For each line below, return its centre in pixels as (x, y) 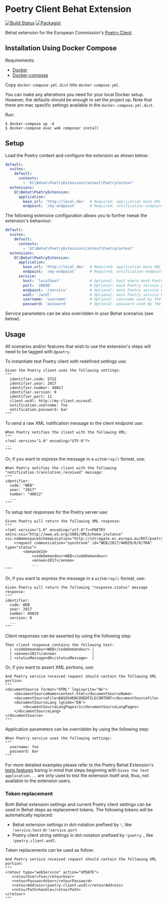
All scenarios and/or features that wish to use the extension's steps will (78, 346)
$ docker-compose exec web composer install (52, 128)
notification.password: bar (39, 409)
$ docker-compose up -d (30, 124)
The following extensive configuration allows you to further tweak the (76, 215)
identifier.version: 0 (33, 392)
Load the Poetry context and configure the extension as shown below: (77, 155)
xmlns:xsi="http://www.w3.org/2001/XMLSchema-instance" (64, 534)
